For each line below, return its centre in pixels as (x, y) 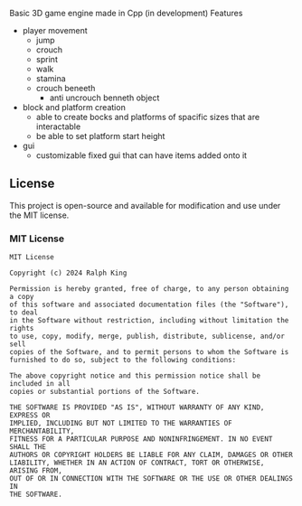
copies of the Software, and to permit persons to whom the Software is (149, 352)
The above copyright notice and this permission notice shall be (135, 376)
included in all (40, 384)
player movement (55, 30)
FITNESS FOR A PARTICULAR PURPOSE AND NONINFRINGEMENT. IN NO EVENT (141, 439)
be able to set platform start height (100, 136)
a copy (22, 297)
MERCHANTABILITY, (42, 431)
